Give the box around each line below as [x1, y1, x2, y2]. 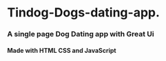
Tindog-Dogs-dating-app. [7, 5, 160, 21]
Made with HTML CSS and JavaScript [7, 46, 116, 54]
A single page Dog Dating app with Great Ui [7, 29, 155, 39]
